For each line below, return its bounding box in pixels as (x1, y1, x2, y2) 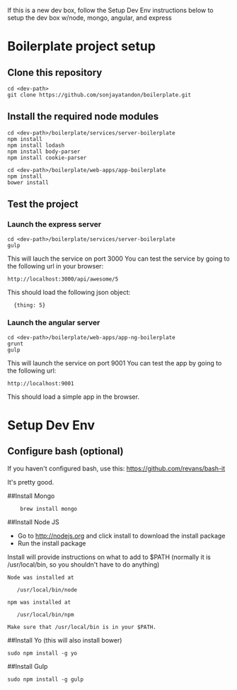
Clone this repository (7, 67, 103, 79)
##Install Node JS (7, 517, 59, 526)
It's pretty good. (7, 477, 54, 486)
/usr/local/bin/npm (16, 611, 74, 618)
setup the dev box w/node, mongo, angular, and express (7, 13, 172, 22)
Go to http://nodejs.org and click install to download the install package (17, 531, 226, 540)
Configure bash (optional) (7, 446, 124, 458)
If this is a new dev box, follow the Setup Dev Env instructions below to (7, 6, 214, 14)
